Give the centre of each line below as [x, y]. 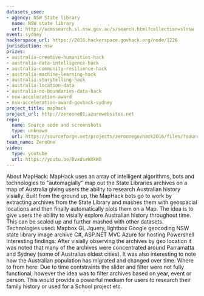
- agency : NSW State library [43, 18]
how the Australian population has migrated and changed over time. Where [100, 261]
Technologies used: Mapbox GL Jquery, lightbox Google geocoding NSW [98, 228]
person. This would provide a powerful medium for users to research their [99, 280]
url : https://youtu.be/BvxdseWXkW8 [57, 159]
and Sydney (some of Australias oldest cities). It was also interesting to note [101, 254]
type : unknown [29, 131]
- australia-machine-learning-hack [51, 74]
